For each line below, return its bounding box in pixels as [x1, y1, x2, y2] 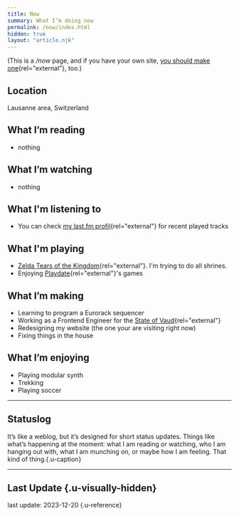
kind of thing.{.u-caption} [7, 455, 82, 463]
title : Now [7, 10, 40, 18]
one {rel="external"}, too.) [7, 64, 83, 73]
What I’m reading [7, 124, 85, 136]
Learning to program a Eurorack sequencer [17, 309, 144, 317]
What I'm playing [7, 243, 85, 255]
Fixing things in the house [17, 332, 94, 339]
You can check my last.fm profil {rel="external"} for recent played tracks [17, 222, 229, 231]
